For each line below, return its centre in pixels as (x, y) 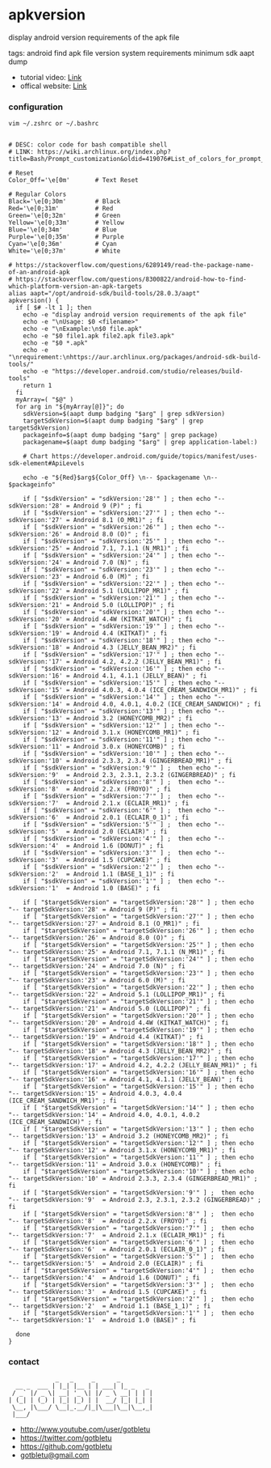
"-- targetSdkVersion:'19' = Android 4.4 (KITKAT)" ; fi (106, 1037)
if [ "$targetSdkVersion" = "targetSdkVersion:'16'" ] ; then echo (138, 1073)
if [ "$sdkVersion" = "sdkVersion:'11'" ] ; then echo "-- (124, 740)
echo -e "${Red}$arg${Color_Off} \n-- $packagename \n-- (121, 478)
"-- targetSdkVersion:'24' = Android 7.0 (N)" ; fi (97, 966)
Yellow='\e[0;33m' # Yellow (67, 223)
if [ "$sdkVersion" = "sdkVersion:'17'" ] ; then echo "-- (124, 655)
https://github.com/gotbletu (66, 1446)
